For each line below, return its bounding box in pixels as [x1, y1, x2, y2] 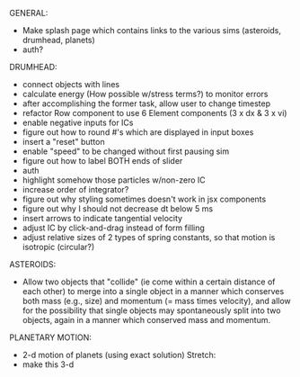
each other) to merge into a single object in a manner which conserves [22, 286, 285, 296]
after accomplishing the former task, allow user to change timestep [22, 98, 271, 109]
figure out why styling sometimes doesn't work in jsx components [22, 193, 267, 204]
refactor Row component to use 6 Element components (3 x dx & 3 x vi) [22, 108, 287, 118]
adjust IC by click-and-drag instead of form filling [22, 222, 205, 233]
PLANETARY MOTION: [9, 332, 93, 343]
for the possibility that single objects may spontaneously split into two [22, 305, 281, 316]
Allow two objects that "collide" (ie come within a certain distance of [22, 276, 276, 287]
